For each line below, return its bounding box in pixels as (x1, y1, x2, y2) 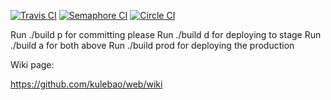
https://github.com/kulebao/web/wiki (10, 78, 163, 90)
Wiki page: (10, 59, 55, 70)
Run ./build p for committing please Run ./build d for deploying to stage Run (10, 29, 322, 40)
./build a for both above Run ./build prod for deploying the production (10, 40, 295, 51)
